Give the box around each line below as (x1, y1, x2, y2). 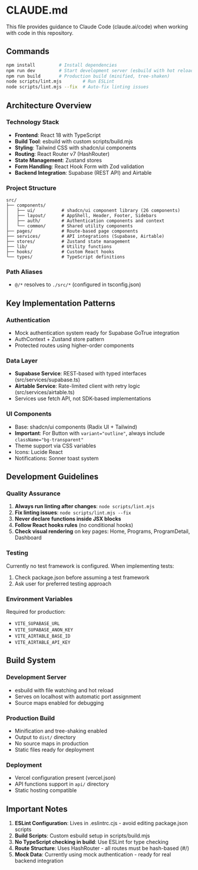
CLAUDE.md (6, 4, 68, 17)
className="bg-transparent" (14, 437, 84, 443)
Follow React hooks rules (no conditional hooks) (14, 522, 134, 529)
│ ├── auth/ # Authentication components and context (6, 218, 165, 224)
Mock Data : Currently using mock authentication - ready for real (14, 851, 171, 858)
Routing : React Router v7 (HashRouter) (14, 150, 110, 157)
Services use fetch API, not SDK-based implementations (14, 395, 151, 402)
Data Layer (6, 356, 38, 365)
